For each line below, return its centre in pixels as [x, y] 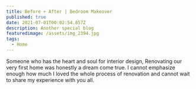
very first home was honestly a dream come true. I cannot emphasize [91, 67]
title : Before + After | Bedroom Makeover [59, 11]
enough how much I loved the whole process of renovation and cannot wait [98, 74]
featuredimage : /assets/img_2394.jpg [53, 34]
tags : [13, 39]
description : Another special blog [50, 28]
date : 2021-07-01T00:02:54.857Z [46, 22]
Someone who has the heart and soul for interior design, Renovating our [94, 61]
